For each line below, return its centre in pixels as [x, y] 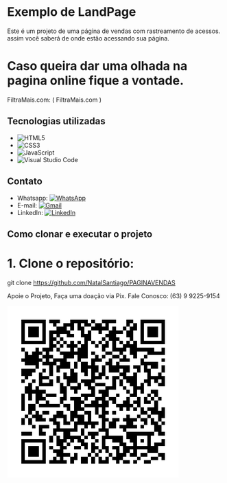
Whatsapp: [32, 198]
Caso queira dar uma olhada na [97, 66]
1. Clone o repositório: [71, 263]
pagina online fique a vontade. [95, 81]
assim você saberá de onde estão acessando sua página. [88, 38]
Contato [25, 182]
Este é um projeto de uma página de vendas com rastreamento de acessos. [114, 31]
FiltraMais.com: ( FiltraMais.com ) [54, 100]
